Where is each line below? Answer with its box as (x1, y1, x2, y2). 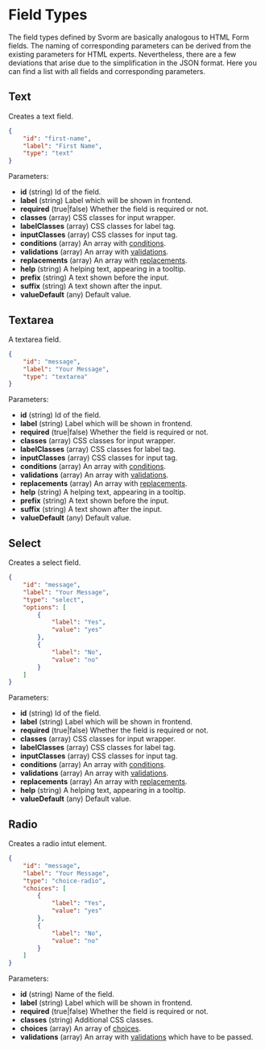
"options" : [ (23, 603, 67, 612)
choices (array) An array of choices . (19, 1023, 141, 1033)
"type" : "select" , (23, 596, 85, 604)
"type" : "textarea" (23, 372, 89, 380)
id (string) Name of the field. (19, 990, 115, 999)
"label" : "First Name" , (23, 142, 103, 150)
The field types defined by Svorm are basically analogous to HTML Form (8, 32, 250, 42)
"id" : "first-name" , (23, 135, 92, 143)
